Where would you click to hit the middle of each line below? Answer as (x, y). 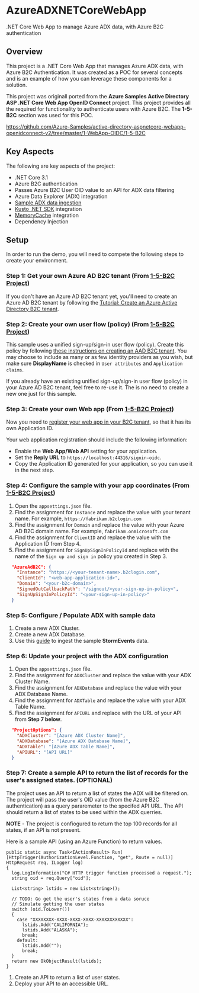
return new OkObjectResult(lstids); (57, 961)
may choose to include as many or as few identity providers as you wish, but (99, 357)
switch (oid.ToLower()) (41, 909)
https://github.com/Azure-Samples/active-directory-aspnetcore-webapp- (96, 126)
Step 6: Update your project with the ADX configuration (87, 656)
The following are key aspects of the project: (61, 166)
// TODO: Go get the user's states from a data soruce (81, 899)
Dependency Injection (41, 221)
